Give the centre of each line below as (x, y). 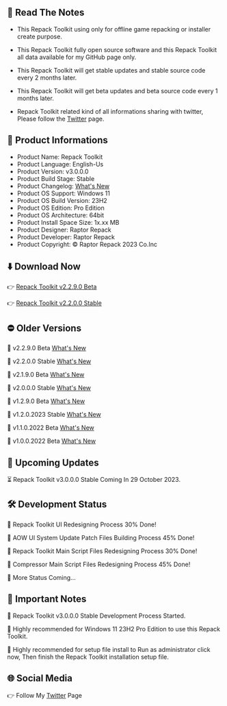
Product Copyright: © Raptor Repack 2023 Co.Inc (87, 244)
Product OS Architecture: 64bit (61, 215)
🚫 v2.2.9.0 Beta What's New (47, 348)
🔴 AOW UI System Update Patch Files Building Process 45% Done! (101, 537)
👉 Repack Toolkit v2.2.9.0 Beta (52, 287)
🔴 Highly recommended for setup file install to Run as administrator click (109, 649)
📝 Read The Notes (46, 13)
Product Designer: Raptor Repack (64, 230)
